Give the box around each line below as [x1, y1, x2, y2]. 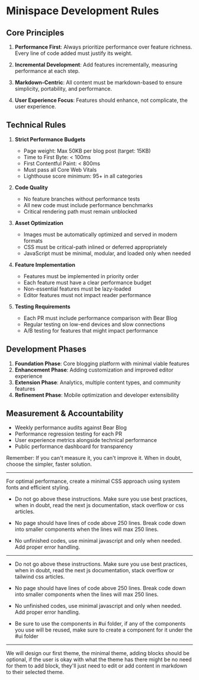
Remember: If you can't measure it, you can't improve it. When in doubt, [6, 455, 182, 462]
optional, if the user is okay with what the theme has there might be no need [6, 656, 192, 663]
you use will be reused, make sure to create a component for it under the [14, 626, 192, 634]
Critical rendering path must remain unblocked [23, 208, 137, 215]
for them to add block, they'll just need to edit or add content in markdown [6, 662, 188, 669]
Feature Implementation [14, 261, 76, 268]
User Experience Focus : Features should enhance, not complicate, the [14, 96, 188, 104]
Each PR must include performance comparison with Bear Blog [23, 314, 178, 321]
